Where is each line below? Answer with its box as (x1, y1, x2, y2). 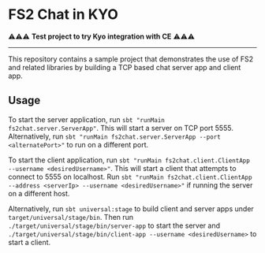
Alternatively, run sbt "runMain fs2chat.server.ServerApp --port (8, 132, 221, 141)
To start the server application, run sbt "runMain (8, 114, 166, 124)
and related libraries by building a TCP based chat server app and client (8, 62, 241, 72)
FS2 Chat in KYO (8, 6, 118, 24)
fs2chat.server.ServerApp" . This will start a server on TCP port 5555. (8, 123, 234, 132)
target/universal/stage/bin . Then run (8, 212, 134, 221)
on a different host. (8, 188, 70, 198)
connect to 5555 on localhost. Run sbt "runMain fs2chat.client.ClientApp (8, 172, 252, 181)
